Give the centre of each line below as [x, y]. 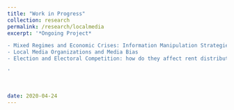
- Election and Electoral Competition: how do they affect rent [102, 59]
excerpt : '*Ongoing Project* [49, 33]
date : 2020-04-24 [32, 96]
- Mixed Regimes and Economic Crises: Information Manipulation [102, 46]
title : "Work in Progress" [46, 14]
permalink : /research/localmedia [56, 26]
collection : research [39, 20]
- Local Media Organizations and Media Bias [73, 52]
